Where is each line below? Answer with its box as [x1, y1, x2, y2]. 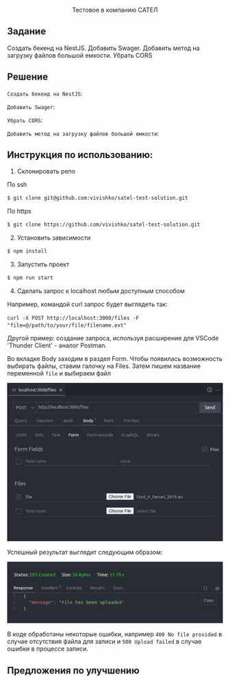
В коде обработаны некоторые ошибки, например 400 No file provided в [7, 630, 222, 638]
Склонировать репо [16, 167, 76, 176]
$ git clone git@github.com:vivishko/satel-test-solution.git [7, 195, 188, 202]
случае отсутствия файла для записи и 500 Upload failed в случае [7, 638, 202, 646]
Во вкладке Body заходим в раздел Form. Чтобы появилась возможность [7, 354, 222, 362]
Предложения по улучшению [7, 664, 140, 676]
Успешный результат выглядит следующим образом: [7, 548, 163, 557]
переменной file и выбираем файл [7, 369, 112, 377]
